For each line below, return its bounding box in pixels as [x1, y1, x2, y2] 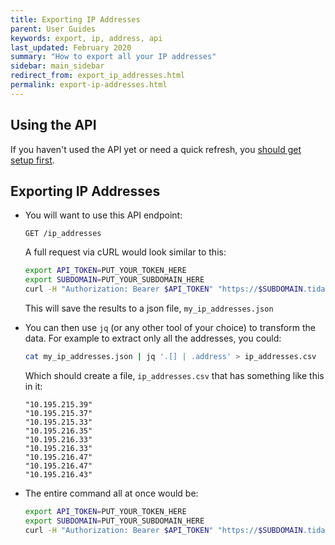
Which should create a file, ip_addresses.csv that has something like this [24, 369, 325, 381]
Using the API [10, 117, 97, 134]
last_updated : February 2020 [10, 42, 132, 53]
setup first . [10, 154, 55, 166]
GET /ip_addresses [24, 229, 102, 239]
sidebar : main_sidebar [10, 61, 105, 71]
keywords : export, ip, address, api [10, 33, 163, 43]
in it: [24, 380, 43, 392]
